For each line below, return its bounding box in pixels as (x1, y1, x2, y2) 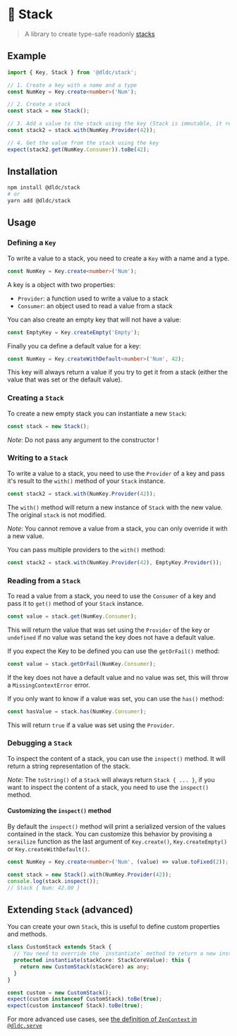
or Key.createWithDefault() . (7, 845, 90, 853)
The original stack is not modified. (7, 511, 107, 519)
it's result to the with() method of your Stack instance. (7, 476, 166, 485)
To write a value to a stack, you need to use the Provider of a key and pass (7, 469, 225, 477)
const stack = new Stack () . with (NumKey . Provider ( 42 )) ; (7, 871, 172, 878)
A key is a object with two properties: (7, 280, 115, 288)
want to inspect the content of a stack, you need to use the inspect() (7, 783, 209, 791)
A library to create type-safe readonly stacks (24, 30, 155, 38)
